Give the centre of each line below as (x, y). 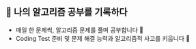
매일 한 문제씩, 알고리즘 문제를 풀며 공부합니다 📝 (80, 30)
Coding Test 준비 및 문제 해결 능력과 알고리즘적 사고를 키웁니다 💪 (103, 38)
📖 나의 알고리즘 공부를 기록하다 (67, 12)
